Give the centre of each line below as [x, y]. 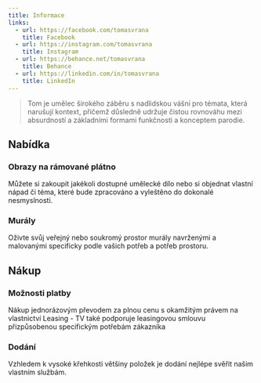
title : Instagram [51, 52]
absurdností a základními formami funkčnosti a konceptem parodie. [136, 120]
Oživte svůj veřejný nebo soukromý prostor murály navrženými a [112, 238]
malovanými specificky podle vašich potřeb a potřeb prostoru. [109, 246]
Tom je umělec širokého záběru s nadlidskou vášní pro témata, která [138, 103]
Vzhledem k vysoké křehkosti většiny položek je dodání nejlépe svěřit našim [130, 364]
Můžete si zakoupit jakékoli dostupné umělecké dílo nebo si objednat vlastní [130, 184]
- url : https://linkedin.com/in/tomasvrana [87, 74]
